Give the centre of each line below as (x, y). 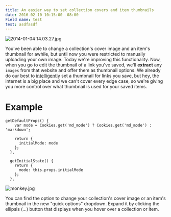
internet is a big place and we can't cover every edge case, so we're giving (84, 81)
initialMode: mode (38, 143)
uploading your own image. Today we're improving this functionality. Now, (83, 60)
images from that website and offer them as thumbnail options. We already (83, 70)
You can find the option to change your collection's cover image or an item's (86, 198)
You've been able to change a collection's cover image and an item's (78, 49)
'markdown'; (18, 130)
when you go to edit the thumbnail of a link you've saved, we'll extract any (84, 65)
